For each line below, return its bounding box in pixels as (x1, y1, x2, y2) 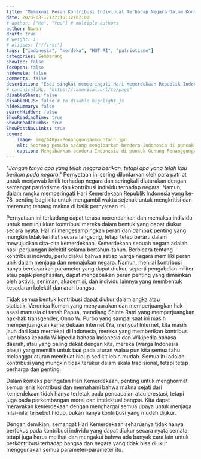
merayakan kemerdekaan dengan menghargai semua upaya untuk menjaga (6, 402, 192, 410)
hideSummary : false (6, 103, 55, 110)
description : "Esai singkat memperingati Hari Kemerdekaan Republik (6, 81, 181, 87)
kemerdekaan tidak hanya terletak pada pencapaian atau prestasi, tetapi (6, 390, 184, 397)
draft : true (6, 31, 36, 37)
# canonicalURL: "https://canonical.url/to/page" (6, 87, 133, 93)
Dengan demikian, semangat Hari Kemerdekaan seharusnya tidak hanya (6, 420, 184, 428)
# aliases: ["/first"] (6, 42, 63, 48)
